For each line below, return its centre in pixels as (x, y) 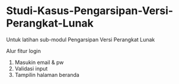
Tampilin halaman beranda (47, 75)
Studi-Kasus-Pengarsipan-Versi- (90, 11)
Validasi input (31, 68)
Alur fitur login (24, 51)
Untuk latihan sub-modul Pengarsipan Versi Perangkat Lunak (81, 39)
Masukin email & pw (39, 62)
